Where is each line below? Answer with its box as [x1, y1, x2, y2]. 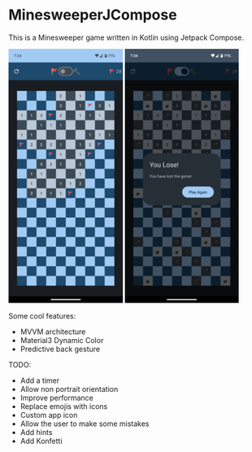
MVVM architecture [20, 327, 86, 337]
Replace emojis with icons [20, 401, 108, 411]
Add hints [20, 427, 53, 437]
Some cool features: [8, 311, 76, 320]
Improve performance [20, 393, 93, 402]
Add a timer [20, 376, 60, 385]
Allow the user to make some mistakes [20, 419, 150, 428]
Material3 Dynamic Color [20, 335, 104, 345]
